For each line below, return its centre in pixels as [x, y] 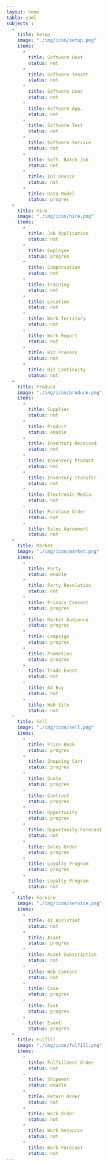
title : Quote [45, 779]
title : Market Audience [58, 620]
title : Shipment [49, 1080]
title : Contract [49, 796]
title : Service [37, 898]
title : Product [48, 426]
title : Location [49, 302]
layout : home [23, 12]
